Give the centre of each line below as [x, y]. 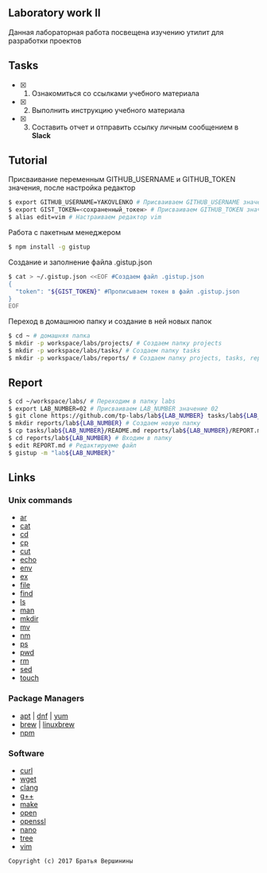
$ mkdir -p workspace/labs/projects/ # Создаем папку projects [115, 344]
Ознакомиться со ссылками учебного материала [116, 93]
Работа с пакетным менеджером [65, 233]
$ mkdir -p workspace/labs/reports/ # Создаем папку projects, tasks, [128, 358]
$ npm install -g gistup [49, 247]
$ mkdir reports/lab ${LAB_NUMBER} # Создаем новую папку [104, 423]
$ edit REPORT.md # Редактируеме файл [72, 445]
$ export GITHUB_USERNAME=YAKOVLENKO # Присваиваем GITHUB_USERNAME [124, 203]
